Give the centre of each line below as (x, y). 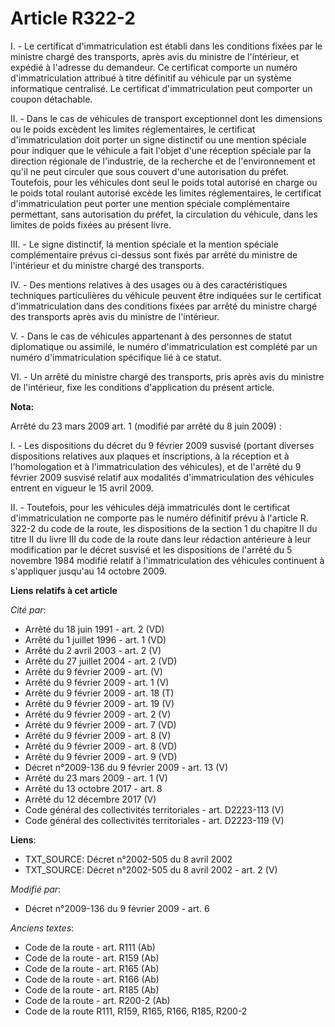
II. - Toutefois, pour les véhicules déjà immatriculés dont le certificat (150, 507)
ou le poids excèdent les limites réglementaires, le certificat (133, 129)
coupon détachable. (51, 99)
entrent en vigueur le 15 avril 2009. (82, 488)
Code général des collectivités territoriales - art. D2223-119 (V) (154, 820)
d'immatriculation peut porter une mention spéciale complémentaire (150, 203)
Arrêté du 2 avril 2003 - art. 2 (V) (93, 650)
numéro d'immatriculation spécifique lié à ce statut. (116, 357)
